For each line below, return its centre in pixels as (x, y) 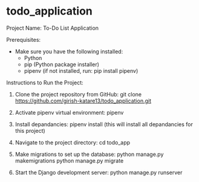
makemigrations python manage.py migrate (69, 160)
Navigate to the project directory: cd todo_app (73, 142)
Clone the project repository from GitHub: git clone (78, 94)
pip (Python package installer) (62, 64)
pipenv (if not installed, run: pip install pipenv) (81, 70)
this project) (30, 130)
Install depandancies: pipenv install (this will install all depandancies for (104, 124)
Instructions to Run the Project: (45, 83)
